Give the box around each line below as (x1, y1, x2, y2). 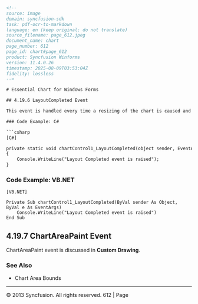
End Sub (6, 215, 25, 221)
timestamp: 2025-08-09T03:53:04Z (6, 65, 88, 71)
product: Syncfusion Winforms (6, 54, 81, 60)
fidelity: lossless (6, 71, 54, 77)
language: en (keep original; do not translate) (6, 27, 128, 33)
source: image (6, 10, 41, 16)
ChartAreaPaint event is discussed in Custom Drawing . (6, 247, 140, 254)
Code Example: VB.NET (6, 176, 75, 184)
